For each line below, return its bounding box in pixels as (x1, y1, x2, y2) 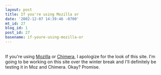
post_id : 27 (5, 30, 30, 35)
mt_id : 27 (5, 21, 26, 26)
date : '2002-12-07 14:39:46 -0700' (5, 16, 79, 21)
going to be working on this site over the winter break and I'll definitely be (5, 59, 157, 65)
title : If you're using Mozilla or (5, 12, 79, 17)
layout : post (5, 7, 32, 12)
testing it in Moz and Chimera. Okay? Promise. (5, 64, 100, 70)
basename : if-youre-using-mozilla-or (5, 35, 84, 40)
